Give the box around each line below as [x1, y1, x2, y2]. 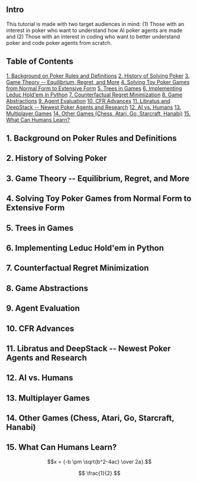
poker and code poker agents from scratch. [6, 39, 112, 46]
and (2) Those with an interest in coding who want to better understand [6, 33, 180, 40]
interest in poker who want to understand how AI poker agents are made [6, 27, 183, 34]
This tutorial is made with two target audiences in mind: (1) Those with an [6, 20, 185, 27]
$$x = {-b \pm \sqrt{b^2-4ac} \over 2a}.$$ [47, 458, 152, 465]
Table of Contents [6, 56, 74, 67]
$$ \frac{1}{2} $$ [78, 470, 121, 477]
